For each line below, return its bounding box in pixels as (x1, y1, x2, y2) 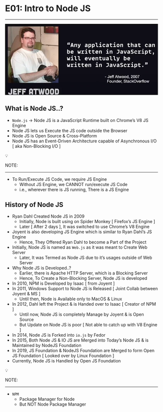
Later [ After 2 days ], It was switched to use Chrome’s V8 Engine (19, 224, 149, 230)
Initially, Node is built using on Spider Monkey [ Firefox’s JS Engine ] (19, 219, 155, 224)
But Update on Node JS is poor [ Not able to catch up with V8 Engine (19, 322, 158, 328)
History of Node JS (5, 200, 64, 209)
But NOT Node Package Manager (19, 401, 86, 407)
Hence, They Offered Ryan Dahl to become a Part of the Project (19, 239, 147, 245)
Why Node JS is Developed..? (12, 265, 71, 271)
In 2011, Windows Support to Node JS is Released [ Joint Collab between (12, 286, 158, 292)
